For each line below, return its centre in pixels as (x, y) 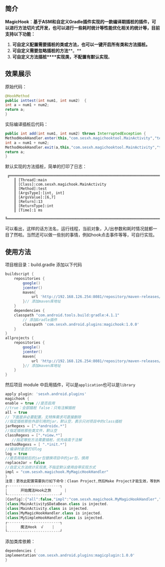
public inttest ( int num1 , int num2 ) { (46, 100)
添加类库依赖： (20, 541)
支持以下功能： (20, 34)
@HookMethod (17, 96)
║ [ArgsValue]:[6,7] (35, 198)
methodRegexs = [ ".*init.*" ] (36, 444)
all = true (16, 412)
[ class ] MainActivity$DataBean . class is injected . (57, 504)
